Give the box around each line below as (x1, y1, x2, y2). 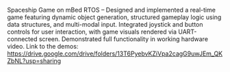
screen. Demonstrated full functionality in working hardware (38, 35, 209, 43)
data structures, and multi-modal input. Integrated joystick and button (7, 21, 203, 28)
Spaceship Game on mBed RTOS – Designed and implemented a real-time (7, 6, 216, 14)
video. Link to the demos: (7, 43, 79, 50)
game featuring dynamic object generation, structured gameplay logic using (7, 13, 222, 21)
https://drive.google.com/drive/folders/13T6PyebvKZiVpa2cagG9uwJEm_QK (7, 49, 223, 58)
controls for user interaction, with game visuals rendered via (7, 27, 177, 36)
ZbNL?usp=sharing (7, 57, 62, 64)
